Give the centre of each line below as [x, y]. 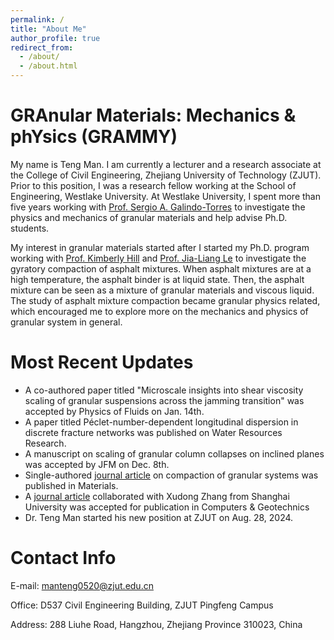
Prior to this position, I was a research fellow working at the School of [153, 185]
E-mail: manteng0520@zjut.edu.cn [82, 585]
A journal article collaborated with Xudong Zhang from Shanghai [157, 496]
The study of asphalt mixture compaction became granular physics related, [165, 300]
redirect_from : [42, 47]
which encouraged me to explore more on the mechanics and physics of [159, 311]
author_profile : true [55, 38]
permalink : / [37, 19]
